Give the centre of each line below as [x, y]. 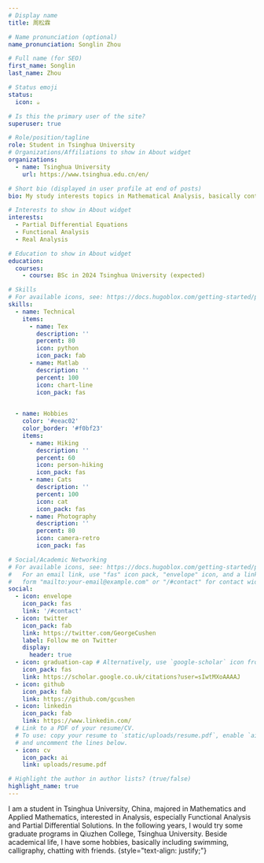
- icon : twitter [42, 618]
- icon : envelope [44, 596]
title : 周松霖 [29, 23]
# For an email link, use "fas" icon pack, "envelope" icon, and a [125, 574]
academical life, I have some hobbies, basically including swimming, [119, 842]
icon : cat [52, 502]
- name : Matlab [54, 363]
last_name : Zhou [35, 73]
